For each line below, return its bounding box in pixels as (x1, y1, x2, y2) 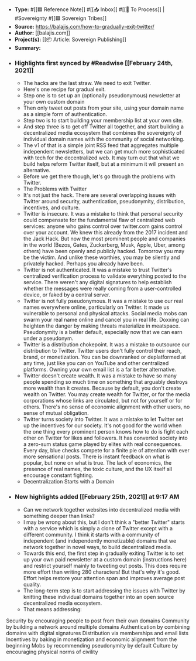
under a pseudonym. (23, 335, 74, 342)
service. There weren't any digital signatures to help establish (23, 279, 172, 286)
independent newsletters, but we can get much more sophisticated (23, 148, 185, 155)
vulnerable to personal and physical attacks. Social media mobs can (23, 310, 188, 317)
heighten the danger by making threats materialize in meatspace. (23, 322, 180, 329)
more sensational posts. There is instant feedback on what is (23, 453, 170, 460)
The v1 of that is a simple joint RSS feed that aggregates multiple (23, 142, 179, 149)
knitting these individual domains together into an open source (23, 593, 174, 600)
